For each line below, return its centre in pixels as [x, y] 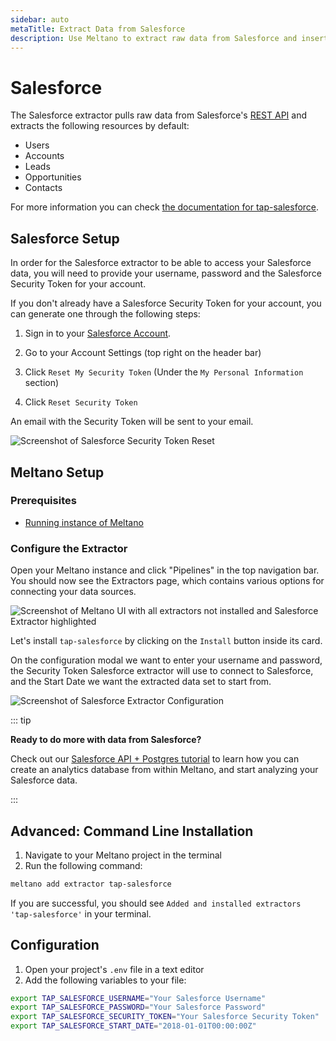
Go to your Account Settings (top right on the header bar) [143, 353]
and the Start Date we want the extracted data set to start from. [141, 682]
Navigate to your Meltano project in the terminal [123, 855]
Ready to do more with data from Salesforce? [106, 740]
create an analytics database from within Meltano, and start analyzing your [164, 770]
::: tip [21, 720]
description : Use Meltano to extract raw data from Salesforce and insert [169, 38]
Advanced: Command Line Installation [132, 831]
